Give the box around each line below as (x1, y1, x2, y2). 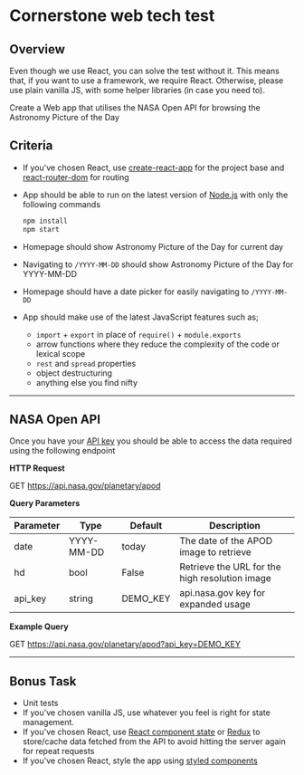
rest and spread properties (35, 358, 137, 368)
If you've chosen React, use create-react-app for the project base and (22, 162, 285, 173)
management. (22, 717, 75, 728)
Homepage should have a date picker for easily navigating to (22, 286, 250, 297)
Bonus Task (9, 674, 77, 689)
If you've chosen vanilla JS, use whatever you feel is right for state (22, 707, 271, 718)
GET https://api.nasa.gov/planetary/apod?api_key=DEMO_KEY (9, 639, 242, 650)
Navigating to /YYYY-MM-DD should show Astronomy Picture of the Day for (22, 259, 294, 270)
